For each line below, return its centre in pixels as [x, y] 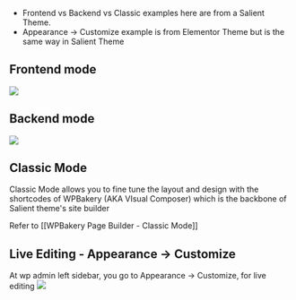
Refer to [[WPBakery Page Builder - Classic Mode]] [104, 226]
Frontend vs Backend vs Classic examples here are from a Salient [143, 13]
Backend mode [52, 119]
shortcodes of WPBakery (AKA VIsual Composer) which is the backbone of [148, 199]
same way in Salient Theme [73, 41]
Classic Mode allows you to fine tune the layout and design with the [134, 189]
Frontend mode [53, 69]
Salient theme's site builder [60, 209]
